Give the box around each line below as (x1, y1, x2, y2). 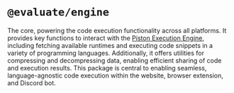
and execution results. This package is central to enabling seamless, (7, 63, 207, 72)
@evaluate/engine (7, 6, 110, 19)
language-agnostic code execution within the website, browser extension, (7, 71, 223, 80)
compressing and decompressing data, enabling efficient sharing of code (7, 56, 222, 65)
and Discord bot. (7, 78, 57, 87)
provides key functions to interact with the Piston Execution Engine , (7, 34, 204, 42)
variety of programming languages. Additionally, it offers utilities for (7, 49, 204, 57)
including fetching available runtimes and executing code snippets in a (7, 41, 213, 49)
